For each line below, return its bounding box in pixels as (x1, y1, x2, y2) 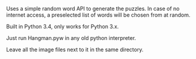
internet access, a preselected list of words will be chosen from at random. (6, 11, 191, 18)
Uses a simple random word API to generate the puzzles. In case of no (6, 5, 180, 12)
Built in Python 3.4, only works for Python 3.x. (6, 23, 119, 30)
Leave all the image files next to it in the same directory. (6, 46, 143, 53)
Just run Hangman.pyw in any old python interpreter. (6, 35, 136, 41)
